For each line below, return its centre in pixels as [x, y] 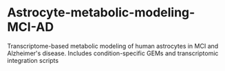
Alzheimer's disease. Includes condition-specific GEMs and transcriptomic [113, 53]
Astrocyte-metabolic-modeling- [101, 13]
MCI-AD [30, 27]
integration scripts [33, 60]
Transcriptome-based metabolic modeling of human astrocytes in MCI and [113, 46]
